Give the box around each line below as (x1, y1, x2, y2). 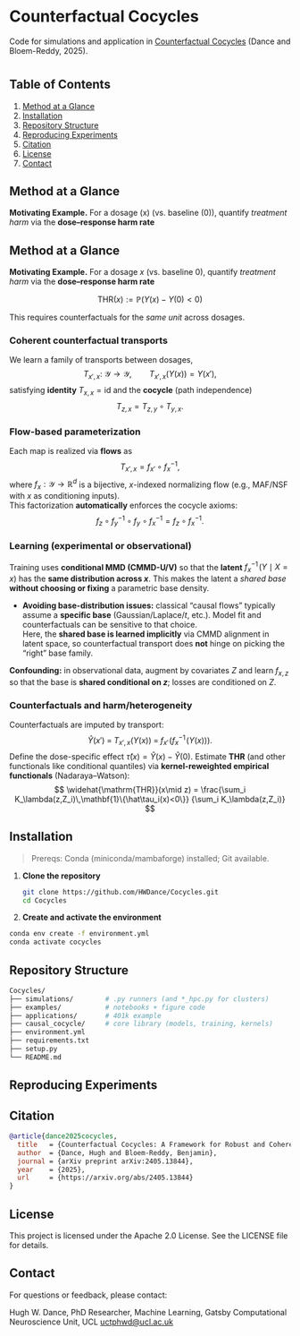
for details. (9, 1239, 49, 1250)
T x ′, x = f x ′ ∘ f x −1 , (120, 459, 180, 474)
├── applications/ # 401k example (9, 1011, 162, 1020)
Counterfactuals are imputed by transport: (9, 719, 164, 731)
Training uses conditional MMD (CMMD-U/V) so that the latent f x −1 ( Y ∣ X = (9, 560, 288, 575)
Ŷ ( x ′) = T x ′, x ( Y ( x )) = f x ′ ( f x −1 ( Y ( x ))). (87, 733, 212, 748)
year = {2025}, (17, 1165, 87, 1174)
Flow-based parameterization (9, 425, 141, 438)
